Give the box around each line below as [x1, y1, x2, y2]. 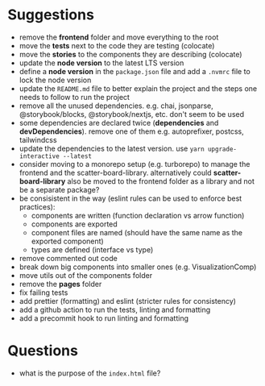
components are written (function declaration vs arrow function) [31, 210, 245, 220]
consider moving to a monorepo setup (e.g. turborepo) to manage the [19, 159, 251, 168]
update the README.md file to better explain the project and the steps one [19, 83, 258, 93]
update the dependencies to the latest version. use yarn [19, 143, 205, 153]
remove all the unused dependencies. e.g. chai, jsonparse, [19, 101, 214, 110]
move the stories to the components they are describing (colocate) [19, 49, 242, 59]
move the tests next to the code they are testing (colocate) [19, 40, 215, 50]
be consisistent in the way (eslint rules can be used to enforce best [19, 193, 242, 203]
